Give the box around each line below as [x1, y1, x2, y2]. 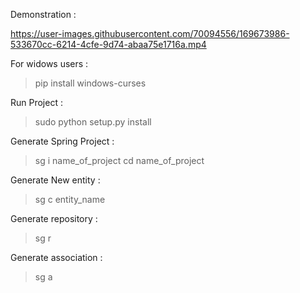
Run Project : [10, 97, 63, 108]
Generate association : [10, 252, 103, 263]
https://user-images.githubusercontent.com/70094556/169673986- [10, 28, 290, 39]
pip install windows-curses [34, 77, 147, 89]
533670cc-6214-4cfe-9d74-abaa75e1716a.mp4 [10, 39, 207, 50]
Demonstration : [10, 9, 77, 20]
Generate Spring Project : [10, 135, 115, 147]
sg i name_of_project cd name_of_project [34, 155, 205, 166]
